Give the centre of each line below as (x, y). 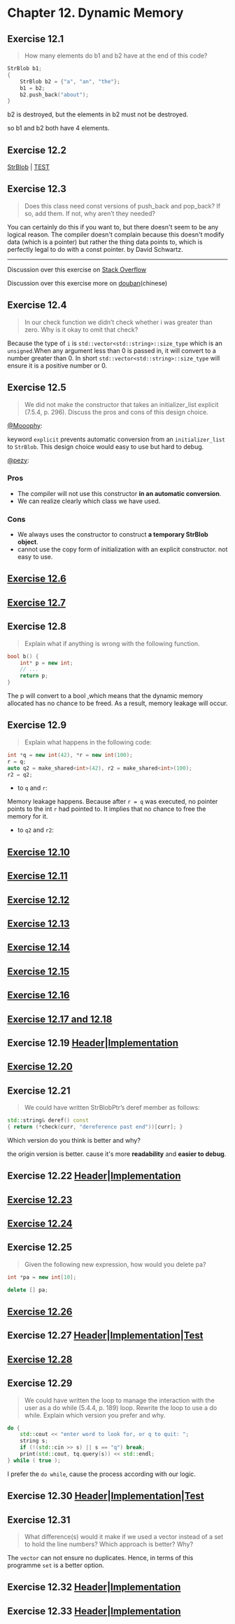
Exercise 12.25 (40, 1248)
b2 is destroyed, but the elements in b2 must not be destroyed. (98, 114)
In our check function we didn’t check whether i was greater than (118, 322)
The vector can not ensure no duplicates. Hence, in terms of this (100, 1558)
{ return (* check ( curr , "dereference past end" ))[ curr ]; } (95, 1127)
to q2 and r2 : (35, 830)
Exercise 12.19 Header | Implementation (93, 1043)
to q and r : (32, 788)
